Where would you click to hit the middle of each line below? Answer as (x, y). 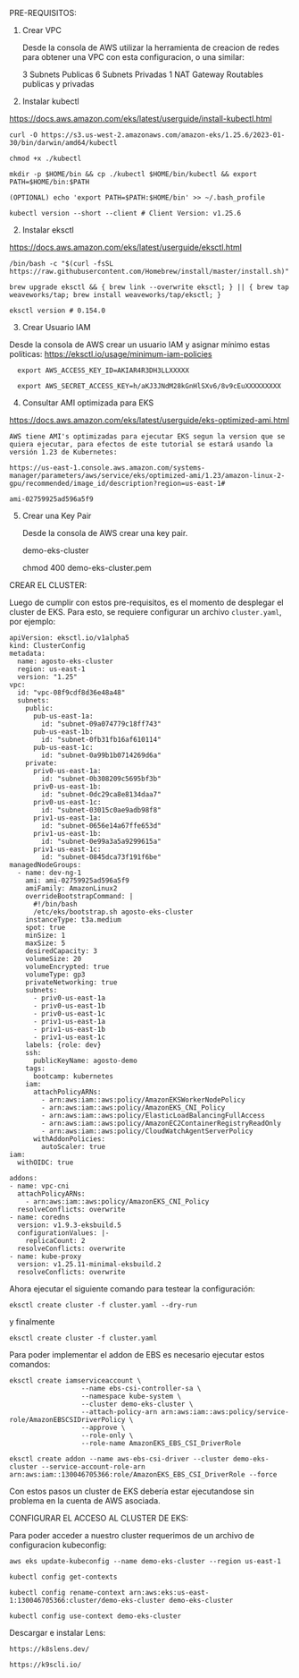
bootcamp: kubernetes (73, 1077)
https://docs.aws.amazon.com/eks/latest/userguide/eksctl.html (126, 247)
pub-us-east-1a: (63, 716)
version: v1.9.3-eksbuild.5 (70, 1225)
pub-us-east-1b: (63, 732)
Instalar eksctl (48, 230)
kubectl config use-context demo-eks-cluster (95, 1616)
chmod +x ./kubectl (46, 158)
